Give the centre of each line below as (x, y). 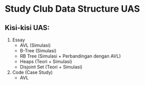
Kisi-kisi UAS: (27, 28)
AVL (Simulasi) (35, 45)
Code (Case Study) (33, 72)
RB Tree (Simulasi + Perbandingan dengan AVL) (70, 56)
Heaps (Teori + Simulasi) (46, 61)
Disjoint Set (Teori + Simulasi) (51, 67)
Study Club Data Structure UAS (72, 9)
